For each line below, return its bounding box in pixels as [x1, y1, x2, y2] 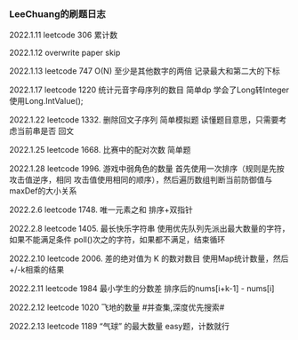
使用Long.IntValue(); [9, 96, 84, 107]
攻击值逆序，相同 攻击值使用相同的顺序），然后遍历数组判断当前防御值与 [9, 175, 273, 186]
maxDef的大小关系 [9, 186, 77, 196]
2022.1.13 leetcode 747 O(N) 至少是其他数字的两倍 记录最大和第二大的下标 [9, 66, 280, 76]
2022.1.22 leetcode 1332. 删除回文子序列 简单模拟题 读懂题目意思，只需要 [9, 115, 279, 125]
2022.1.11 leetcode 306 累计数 [9, 29, 118, 41]
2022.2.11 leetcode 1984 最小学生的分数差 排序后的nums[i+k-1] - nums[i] [9, 283, 275, 294]
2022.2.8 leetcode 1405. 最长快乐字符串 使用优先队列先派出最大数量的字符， [9, 224, 290, 234]
